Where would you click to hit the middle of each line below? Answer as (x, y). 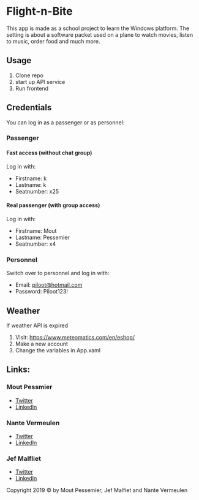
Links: (18, 370)
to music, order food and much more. (53, 41)
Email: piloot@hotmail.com (49, 285)
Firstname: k (31, 178)
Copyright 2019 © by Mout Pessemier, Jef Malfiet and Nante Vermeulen (97, 490)
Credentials (29, 108)
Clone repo (29, 75)
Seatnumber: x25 (37, 191)
